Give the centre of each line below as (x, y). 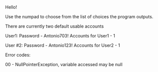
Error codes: (18, 55)
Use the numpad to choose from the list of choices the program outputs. (79, 17)
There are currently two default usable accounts (55, 26)
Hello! (11, 7)
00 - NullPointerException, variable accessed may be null (64, 64)
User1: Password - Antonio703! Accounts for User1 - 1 (60, 36)
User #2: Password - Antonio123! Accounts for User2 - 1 (63, 45)
